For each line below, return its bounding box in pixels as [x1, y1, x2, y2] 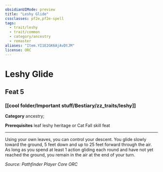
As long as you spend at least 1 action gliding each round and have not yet [5, 147, 154, 153]
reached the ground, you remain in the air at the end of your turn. [5, 152, 135, 158]
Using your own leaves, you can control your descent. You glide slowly [5, 137, 147, 142]
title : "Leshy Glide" [5, 12, 49, 16]
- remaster [9, 39, 32, 44]
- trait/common [9, 30, 40, 34]
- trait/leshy [9, 25, 38, 30]
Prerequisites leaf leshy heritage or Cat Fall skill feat [5, 123, 110, 128]
